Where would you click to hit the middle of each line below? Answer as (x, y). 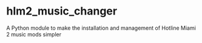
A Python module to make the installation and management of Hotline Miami (101, 28)
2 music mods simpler (34, 34)
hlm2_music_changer (62, 11)
